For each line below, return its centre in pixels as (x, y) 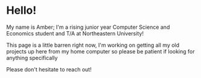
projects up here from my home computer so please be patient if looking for (101, 51)
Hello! (21, 10)
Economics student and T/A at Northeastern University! (75, 33)
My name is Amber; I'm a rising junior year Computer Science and (88, 27)
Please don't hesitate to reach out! (49, 69)
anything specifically (32, 58)
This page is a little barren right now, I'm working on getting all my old (93, 45)
